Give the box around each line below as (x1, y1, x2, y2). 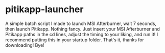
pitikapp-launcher (5, 4, 84, 15)
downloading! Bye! (5, 42, 44, 48)
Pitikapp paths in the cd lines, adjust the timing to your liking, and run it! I (5, 31, 158, 37)
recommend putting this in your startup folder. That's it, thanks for (5, 37, 144, 43)
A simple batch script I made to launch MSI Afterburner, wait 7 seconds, (5, 20, 157, 26)
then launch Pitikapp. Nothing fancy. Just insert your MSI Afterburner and (5, 25, 160, 32)
